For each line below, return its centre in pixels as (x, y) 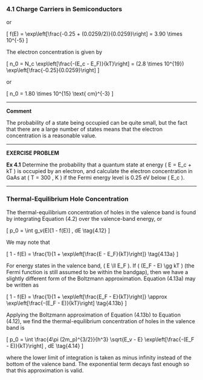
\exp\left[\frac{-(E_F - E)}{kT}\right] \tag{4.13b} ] (66, 303)
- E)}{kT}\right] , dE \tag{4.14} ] (45, 346)
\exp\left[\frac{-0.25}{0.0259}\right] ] (53, 70)
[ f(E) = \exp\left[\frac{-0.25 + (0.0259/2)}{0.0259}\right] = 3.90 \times (95, 34)
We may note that (28, 242)
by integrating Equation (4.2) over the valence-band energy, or (84, 218)
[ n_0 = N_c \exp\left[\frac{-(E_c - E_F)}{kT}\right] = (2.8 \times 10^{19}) (95, 64)
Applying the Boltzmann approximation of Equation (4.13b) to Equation (94, 315)
